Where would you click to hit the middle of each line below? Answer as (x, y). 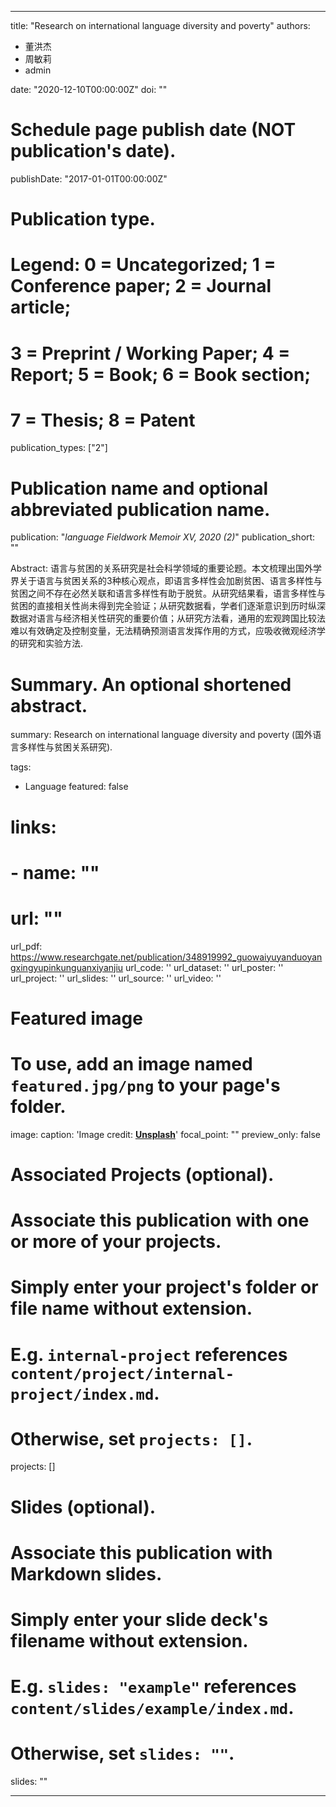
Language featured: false (76, 787)
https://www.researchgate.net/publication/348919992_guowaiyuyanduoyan (166, 957)
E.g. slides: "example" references (153, 1687)
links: (33, 827)
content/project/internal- (122, 1373)
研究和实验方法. (51, 643)
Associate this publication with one (160, 1220)
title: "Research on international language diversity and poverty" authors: (160, 25)
